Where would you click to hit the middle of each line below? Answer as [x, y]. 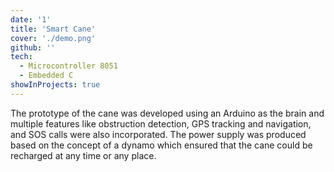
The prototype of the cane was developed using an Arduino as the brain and [167, 113]
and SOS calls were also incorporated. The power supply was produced [158, 134]
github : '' [33, 47]
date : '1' [31, 19]
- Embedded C [46, 76]
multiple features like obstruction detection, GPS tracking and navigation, [161, 123]
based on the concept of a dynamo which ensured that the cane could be [161, 145]
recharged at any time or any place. [83, 155]
